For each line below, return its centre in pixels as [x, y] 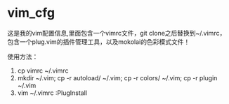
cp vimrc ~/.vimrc [43, 70]
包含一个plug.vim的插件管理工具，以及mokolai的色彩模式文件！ [99, 42]
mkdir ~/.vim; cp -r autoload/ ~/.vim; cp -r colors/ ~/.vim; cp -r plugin [117, 77]
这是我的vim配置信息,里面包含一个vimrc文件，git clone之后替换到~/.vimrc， [117, 33]
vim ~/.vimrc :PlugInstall [52, 93]
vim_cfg [31, 13]
